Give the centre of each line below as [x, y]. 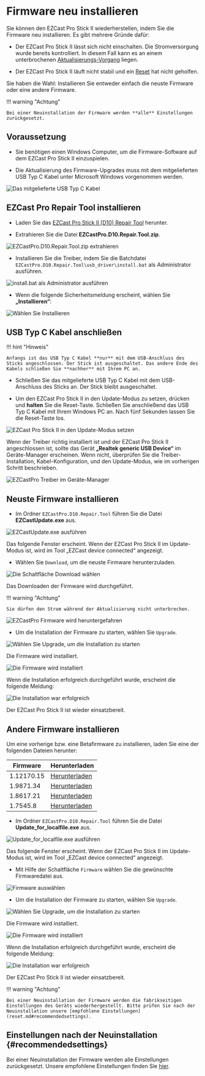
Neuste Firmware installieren [63, 499]
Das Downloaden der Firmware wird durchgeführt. [70, 586]
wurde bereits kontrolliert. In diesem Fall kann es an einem [88, 53]
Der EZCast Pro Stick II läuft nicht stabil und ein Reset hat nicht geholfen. [107, 71]
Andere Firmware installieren [63, 729]
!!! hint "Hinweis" [28, 347]
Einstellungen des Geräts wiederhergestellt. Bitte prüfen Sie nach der [101, 1006]
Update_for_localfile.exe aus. [53, 827]
